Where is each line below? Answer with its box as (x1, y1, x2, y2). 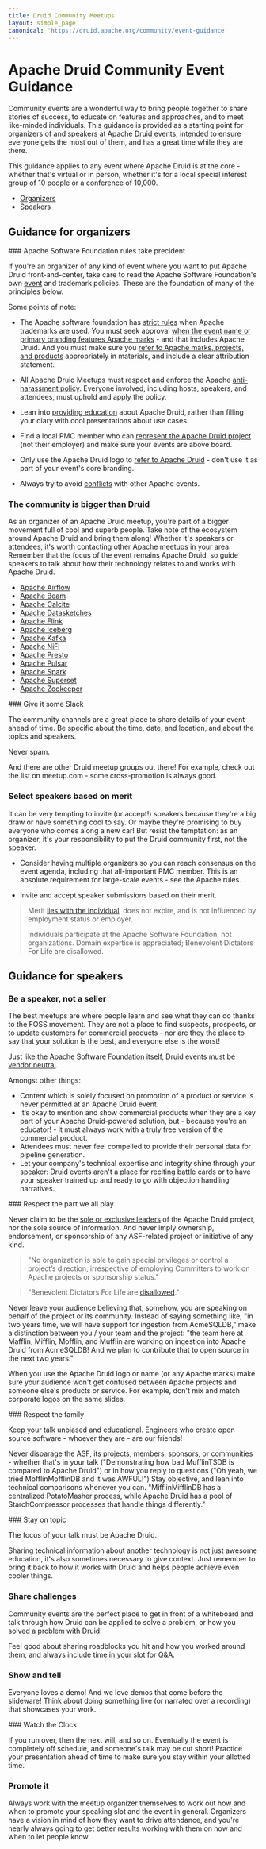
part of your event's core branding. (19, 464, 135, 473)
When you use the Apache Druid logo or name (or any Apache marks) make (8, 1369, 256, 1379)
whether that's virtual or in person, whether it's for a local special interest (8, 170, 248, 179)
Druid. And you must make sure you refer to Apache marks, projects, (19, 343, 244, 353)
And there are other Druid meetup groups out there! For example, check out (8, 762, 255, 772)
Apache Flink (19, 616, 63, 626)
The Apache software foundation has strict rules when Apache (19, 318, 225, 327)
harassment (19, 384, 59, 393)
